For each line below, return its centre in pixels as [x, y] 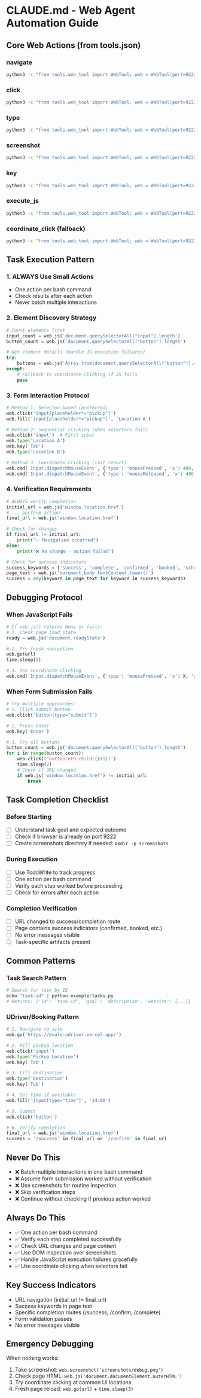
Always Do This [36, 1218]
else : [13, 546]
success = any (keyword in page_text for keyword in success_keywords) [96, 579]
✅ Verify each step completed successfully [68, 1239]
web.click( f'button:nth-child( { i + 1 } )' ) [67, 759]
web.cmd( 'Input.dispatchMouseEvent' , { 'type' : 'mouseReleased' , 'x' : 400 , [101, 474]
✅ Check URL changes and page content [66, 1245]
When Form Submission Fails [49, 692]
